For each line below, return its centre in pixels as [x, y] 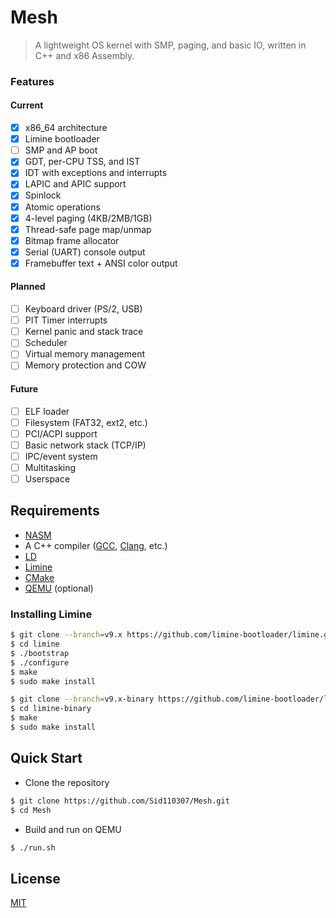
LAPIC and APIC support [75, 184]
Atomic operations [62, 207]
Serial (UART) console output [85, 252]
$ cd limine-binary [51, 709]
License [35, 878]
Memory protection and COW [85, 365]
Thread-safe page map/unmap [88, 229]
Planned [28, 287]
